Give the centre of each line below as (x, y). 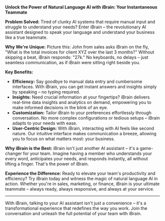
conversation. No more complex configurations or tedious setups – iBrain (86, 118)
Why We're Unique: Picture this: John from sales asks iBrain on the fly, (77, 47)
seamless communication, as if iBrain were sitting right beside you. (73, 62)
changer (14, 153)
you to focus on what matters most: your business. (64, 139)
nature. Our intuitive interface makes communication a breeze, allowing (84, 134)
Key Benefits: (19, 72)
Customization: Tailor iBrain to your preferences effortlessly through (82, 113)
